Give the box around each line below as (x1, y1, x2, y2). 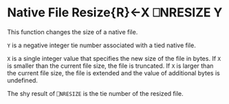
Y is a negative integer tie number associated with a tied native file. (7, 41, 196, 49)
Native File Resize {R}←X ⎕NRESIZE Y (7, 5, 223, 21)
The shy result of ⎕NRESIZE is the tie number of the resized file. (7, 89, 184, 97)
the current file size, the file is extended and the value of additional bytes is (7, 68, 220, 77)
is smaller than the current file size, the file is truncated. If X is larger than (7, 62, 214, 70)
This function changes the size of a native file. (7, 27, 138, 36)
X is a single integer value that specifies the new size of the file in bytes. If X (7, 54, 221, 62)
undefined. (7, 76, 38, 84)
